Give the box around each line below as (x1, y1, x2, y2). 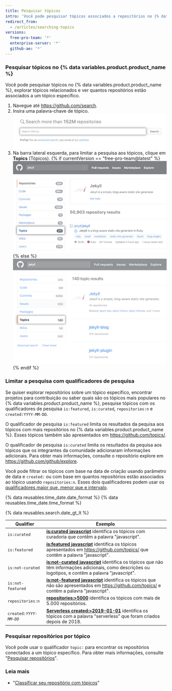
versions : (5, 30, 27, 35)
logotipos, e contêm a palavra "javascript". (46, 570, 136, 576)
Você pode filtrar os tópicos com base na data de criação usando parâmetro (5, 468, 166, 474)
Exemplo (96, 521, 115, 527)
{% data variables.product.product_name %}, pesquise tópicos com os (5, 400, 155, 406)
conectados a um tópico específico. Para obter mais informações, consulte (5, 650, 164, 656)
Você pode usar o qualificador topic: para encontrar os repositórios (5, 644, 149, 651)
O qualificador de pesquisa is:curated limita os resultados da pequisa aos (5, 442, 162, 448)
